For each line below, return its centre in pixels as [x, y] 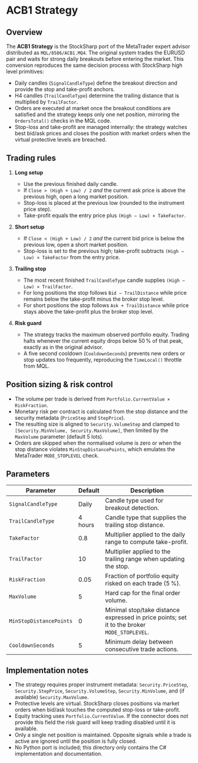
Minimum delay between [139, 642]
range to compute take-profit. [147, 542]
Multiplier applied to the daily [145, 535]
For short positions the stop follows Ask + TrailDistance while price [106, 305]
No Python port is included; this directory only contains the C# [90, 748]
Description [147, 491]
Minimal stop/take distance [143, 610]
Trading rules [31, 158]
